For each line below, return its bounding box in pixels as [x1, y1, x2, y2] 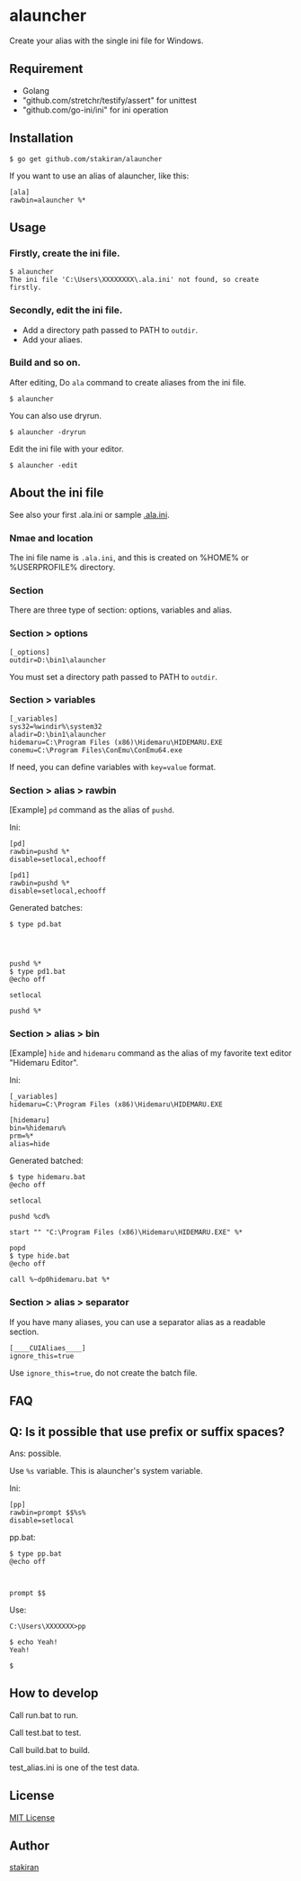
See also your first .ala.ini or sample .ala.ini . [9, 509, 171, 520]
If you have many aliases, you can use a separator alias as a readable [9, 1316, 266, 1327]
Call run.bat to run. [9, 1709, 79, 1721]
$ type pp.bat [9, 1549, 63, 1558]
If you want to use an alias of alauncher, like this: [9, 170, 190, 181]
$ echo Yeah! [9, 1637, 58, 1647]
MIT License [9, 1812, 56, 1822]
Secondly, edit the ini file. [9, 304, 123, 316]
